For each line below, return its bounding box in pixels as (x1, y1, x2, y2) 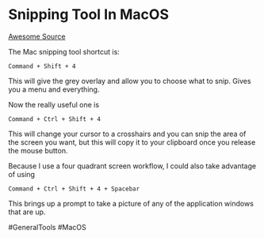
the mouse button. (8, 145, 68, 155)
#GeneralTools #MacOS (8, 222, 86, 232)
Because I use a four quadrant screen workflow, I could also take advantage (8, 161, 256, 171)
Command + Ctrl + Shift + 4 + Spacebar (8, 184, 140, 193)
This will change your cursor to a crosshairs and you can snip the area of (8, 129, 247, 138)
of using (8, 169, 36, 179)
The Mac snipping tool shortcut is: (8, 47, 121, 56)
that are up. (8, 207, 46, 217)
